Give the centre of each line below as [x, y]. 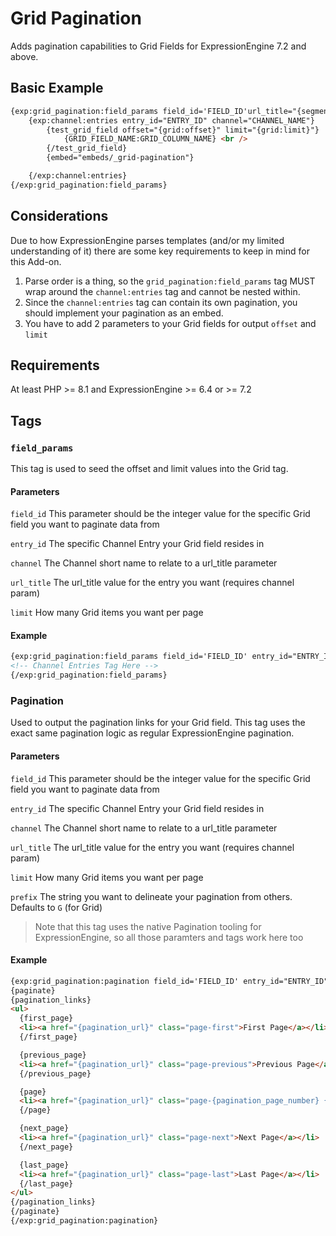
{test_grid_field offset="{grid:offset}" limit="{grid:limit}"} [183, 130]
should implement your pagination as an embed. [124, 313]
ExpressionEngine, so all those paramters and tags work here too [169, 937]
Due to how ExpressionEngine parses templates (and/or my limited [147, 240]
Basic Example [57, 88]
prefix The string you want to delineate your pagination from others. [151, 896]
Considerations [59, 216]
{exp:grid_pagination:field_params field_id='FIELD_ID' [129, 657]
